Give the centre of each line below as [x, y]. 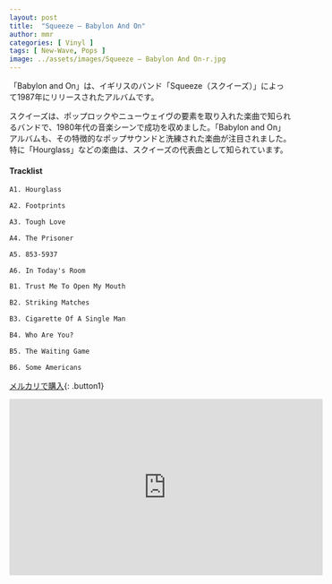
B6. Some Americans [46, 367]
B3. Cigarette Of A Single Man [68, 319]
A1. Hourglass [36, 190]
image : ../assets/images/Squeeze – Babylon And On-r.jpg [118, 59]
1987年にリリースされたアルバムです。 [88, 97]
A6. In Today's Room [48, 271]
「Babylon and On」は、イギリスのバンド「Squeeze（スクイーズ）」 [135, 86]
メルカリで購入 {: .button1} [57, 385]
